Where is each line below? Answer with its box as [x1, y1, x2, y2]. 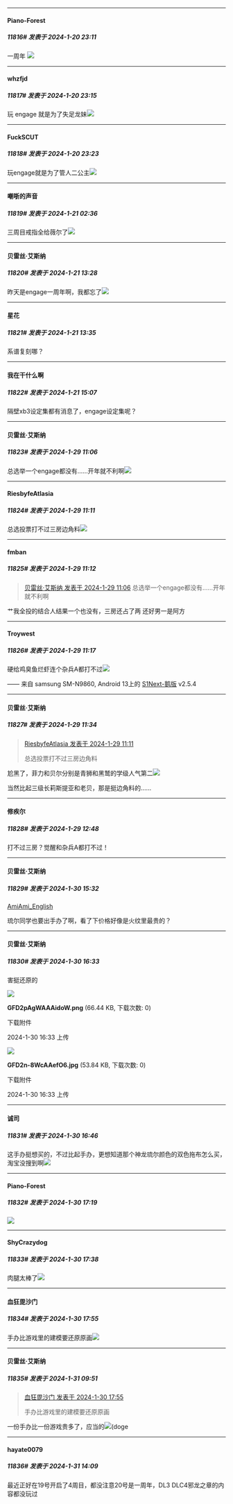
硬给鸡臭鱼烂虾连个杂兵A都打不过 [7, 665, 103, 674]
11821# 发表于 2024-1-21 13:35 [7, 329, 96, 336]
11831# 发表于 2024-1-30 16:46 [7, 1131, 98, 1140]
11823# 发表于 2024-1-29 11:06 [7, 448, 98, 456]
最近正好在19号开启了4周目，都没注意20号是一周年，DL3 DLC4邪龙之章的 [7, 1480, 218, 1489]
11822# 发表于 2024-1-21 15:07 [7, 388, 97, 396]
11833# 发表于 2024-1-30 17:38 [7, 1255, 99, 1263]
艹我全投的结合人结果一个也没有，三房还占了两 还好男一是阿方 [7, 606, 185, 615]
